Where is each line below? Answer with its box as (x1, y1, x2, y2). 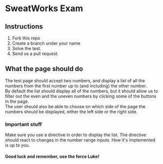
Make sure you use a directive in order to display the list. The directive (5, 132, 146, 138)
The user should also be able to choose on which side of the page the (5, 103, 145, 109)
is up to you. (5, 142, 30, 148)
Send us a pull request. (12, 51, 59, 56)
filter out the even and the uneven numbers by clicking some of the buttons (5, 93, 157, 99)
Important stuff (5, 121, 42, 128)
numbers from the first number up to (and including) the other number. (5, 83, 147, 89)
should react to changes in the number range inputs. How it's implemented (5, 137, 156, 143)
